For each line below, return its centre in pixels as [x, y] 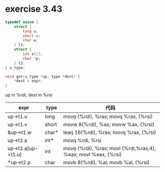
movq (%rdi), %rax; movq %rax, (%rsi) [108, 117]
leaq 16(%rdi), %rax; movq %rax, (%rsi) [110, 132]
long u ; [30, 31]
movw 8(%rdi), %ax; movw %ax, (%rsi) [109, 124]
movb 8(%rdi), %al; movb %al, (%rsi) [106, 163]
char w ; [30, 40]
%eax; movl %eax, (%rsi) [92, 154]
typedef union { [22, 22]
